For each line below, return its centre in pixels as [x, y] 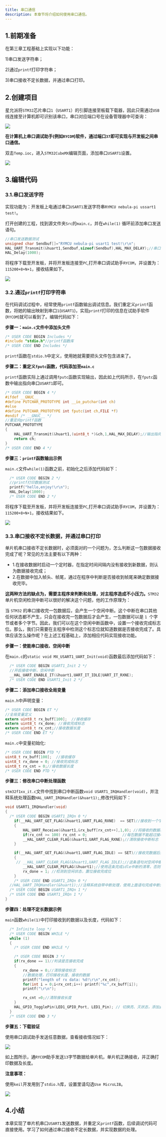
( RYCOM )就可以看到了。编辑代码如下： [43, 317]
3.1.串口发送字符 [24, 195]
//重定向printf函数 [23, 420]
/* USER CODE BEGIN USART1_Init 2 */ [48, 666]
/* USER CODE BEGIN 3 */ [40, 957]
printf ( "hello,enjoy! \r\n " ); [40, 487]
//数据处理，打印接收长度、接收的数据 [56, 975]
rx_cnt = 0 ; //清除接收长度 [47, 998]
